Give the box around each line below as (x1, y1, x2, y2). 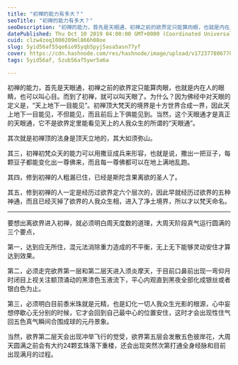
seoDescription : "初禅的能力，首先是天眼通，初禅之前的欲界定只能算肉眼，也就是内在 (7, 23, 230, 31)
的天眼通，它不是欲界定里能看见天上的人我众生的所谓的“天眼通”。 (7, 119, 200, 127)
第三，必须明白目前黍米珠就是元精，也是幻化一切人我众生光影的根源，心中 (7, 299, 225, 307)
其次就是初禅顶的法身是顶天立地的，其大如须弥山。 (7, 134, 157, 142)
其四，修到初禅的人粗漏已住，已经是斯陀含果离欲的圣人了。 (7, 173, 181, 181)
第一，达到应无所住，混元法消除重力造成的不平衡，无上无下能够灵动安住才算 (7, 242, 231, 251)
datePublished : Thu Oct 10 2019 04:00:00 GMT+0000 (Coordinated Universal (7, 30, 233, 38)
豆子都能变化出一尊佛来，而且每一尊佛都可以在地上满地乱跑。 (13, 158, 193, 166)
